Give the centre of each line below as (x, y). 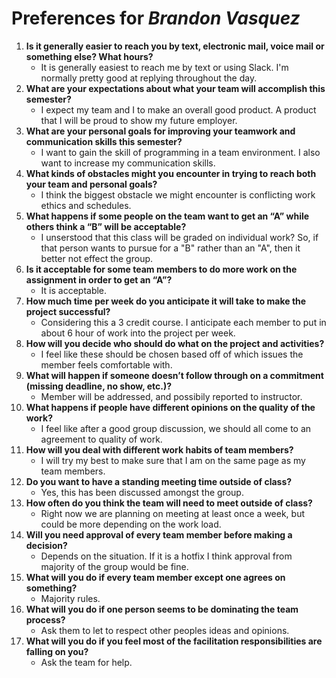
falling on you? (57, 651)
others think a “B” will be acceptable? (106, 226)
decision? (46, 545)
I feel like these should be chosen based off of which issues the (172, 354)
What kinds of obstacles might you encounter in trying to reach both (171, 173)
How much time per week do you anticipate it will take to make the (166, 301)
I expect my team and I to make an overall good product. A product (178, 109)
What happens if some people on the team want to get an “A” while (167, 216)
